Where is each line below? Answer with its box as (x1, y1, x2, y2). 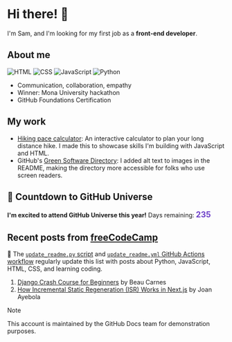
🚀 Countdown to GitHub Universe (7, 190, 153, 203)
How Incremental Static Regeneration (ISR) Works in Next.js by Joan (17, 285, 213, 294)
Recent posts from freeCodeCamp (7, 231, 158, 243)
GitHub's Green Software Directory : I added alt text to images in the (17, 156, 211, 165)
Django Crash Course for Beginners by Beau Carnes (17, 278, 166, 287)
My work (7, 116, 46, 127)
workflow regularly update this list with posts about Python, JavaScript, (7, 258, 211, 266)
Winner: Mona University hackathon (17, 88, 120, 96)
